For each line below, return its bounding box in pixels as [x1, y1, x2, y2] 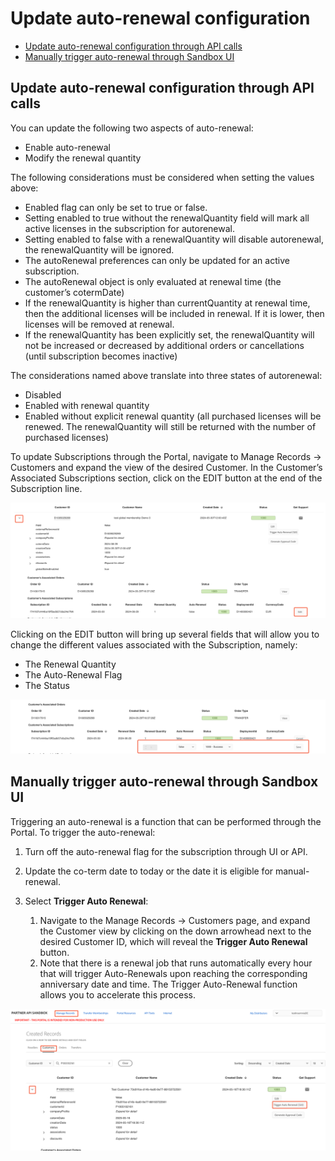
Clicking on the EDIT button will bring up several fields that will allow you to [10, 628, 320, 641]
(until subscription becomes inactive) [24, 350, 178, 362]
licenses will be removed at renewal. [24, 318, 175, 330]
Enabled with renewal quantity [24, 399, 150, 411]
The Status [24, 680, 70, 692]
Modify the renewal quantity [24, 152, 142, 164]
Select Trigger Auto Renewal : [24, 895, 149, 907]
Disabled [24, 388, 62, 401]
